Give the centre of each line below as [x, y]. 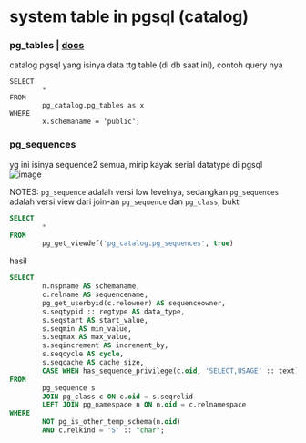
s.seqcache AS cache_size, [93, 363]
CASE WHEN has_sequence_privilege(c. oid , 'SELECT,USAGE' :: [158, 371]
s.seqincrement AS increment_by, [106, 345]
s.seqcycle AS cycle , [83, 354]
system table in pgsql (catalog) [129, 17]
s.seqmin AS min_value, [87, 329]
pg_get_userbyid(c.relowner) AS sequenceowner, [134, 303]
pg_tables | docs [47, 46]
